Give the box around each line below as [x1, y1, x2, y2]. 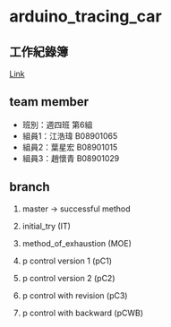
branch [9, 179, 51, 194]
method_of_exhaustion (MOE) [21, 237, 133, 248]
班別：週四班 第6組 [21, 119, 93, 130]
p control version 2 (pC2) [21, 272, 115, 283]
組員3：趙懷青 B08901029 [21, 152, 120, 163]
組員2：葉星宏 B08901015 [21, 142, 118, 152]
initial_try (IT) [21, 220, 72, 231]
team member [9, 94, 90, 109]
